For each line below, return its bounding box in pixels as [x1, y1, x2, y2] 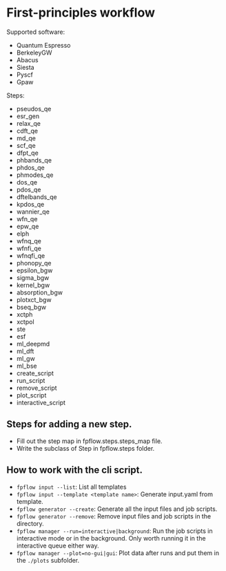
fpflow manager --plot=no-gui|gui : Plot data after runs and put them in [16, 548, 220, 557]
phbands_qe [16, 156, 52, 164]
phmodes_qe [16, 171, 54, 179]
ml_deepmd [16, 339, 50, 348]
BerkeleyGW [16, 48, 52, 57]
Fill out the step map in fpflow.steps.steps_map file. [16, 437, 163, 445]
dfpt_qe [16, 149, 39, 157]
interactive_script [16, 398, 66, 406]
